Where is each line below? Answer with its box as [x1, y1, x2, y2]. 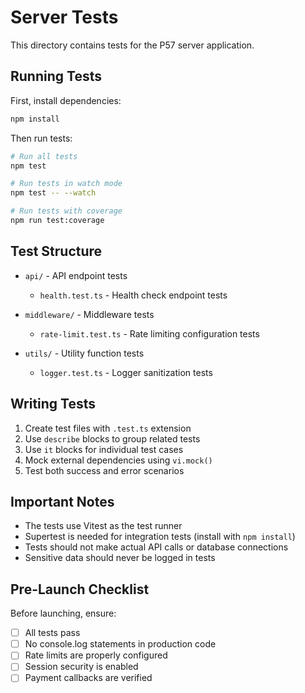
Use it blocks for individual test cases [24, 443, 184, 455]
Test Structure [10, 243, 103, 260]
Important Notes [10, 493, 115, 510]
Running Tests [10, 68, 102, 85]
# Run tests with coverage [10, 206, 123, 216]
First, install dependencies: [10, 94, 122, 106]
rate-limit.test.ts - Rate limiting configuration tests [39, 327, 260, 340]
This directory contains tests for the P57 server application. [10, 39, 255, 51]
